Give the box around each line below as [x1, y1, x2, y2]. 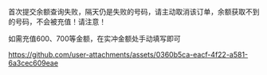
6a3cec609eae [8, 58, 58, 68]
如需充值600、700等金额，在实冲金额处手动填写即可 [8, 34, 181, 43]
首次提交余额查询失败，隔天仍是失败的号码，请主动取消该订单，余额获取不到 [8, 7, 260, 16]
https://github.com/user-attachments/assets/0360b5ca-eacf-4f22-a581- [8, 50, 249, 59]
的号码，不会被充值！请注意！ [8, 17, 106, 26]
